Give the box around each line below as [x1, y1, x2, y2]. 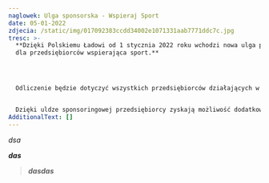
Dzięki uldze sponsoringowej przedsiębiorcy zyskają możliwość [15, 105, 231, 113]
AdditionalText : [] [8, 113, 74, 121]
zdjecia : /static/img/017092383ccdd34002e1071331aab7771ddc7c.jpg [8, 26, 235, 34]
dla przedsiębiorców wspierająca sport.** [15, 49, 159, 57]
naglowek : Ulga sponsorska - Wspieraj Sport [8, 11, 159, 20]
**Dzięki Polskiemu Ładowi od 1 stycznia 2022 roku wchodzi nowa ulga [15, 42, 256, 50]
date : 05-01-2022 [8, 19, 66, 27]
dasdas [27, 165, 54, 176]
